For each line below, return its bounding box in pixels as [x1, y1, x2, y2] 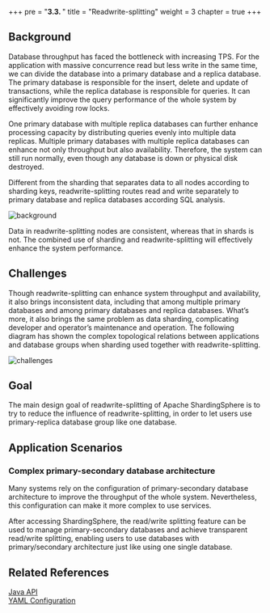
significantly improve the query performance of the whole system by [8, 95, 237, 104]
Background [8, 30, 71, 44]
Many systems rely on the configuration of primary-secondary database [8, 484, 249, 493]
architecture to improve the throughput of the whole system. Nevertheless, [8, 493, 257, 502]
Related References [8, 565, 109, 579]
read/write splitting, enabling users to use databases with [8, 534, 200, 543]
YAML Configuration [8, 595, 76, 605]
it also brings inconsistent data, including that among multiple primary [8, 297, 241, 306]
